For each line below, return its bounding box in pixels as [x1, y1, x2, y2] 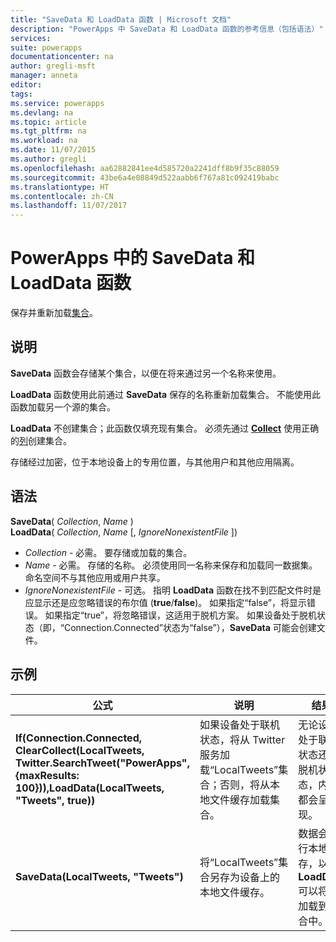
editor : [10, 80, 43, 90]
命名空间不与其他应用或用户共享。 [24, 571, 166, 583]
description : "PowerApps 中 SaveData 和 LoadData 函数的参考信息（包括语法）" [10, 24, 324, 34]
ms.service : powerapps [10, 98, 105, 108]
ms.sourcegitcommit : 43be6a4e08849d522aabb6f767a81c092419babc [10, 172, 280, 183]
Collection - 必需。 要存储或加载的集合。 [24, 546, 193, 558]
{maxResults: [15, 768, 80, 782]
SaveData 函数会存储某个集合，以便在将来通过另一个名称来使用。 [10, 367, 282, 379]
